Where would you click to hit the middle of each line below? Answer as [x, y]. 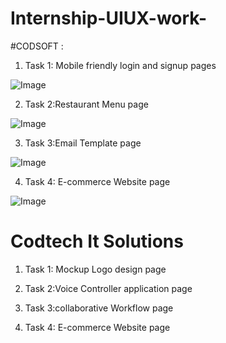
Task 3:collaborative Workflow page [99, 308]
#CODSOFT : [37, 46]
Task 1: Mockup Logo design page [95, 269]
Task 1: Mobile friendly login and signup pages [120, 65]
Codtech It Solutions [97, 241]
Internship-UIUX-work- [109, 18]
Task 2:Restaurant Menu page [86, 104]
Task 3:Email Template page [83, 143]
